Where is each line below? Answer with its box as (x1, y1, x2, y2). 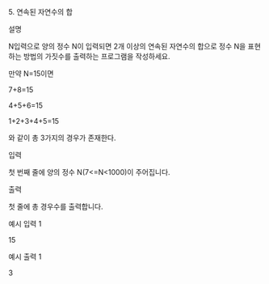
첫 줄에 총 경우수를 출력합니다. (8, 201, 103, 211)
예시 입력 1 (8, 219, 42, 228)
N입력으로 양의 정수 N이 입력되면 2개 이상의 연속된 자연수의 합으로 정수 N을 (8, 41, 246, 51)
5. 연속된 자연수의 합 (8, 7, 73, 16)
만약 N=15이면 (8, 69, 54, 78)
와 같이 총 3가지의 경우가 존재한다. (8, 133, 116, 142)
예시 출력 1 (8, 252, 42, 261)
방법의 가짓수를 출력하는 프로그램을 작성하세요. (23, 52, 170, 61)
